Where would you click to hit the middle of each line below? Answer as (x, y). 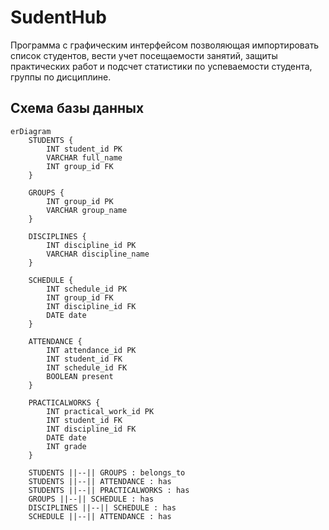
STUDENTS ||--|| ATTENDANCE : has (100, 481)
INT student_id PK (84, 149)
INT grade (66, 446)
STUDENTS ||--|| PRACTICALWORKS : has (109, 490)
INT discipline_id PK (91, 245)
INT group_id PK (80, 201)
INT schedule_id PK (87, 289)
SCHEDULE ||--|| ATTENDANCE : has (100, 516)
